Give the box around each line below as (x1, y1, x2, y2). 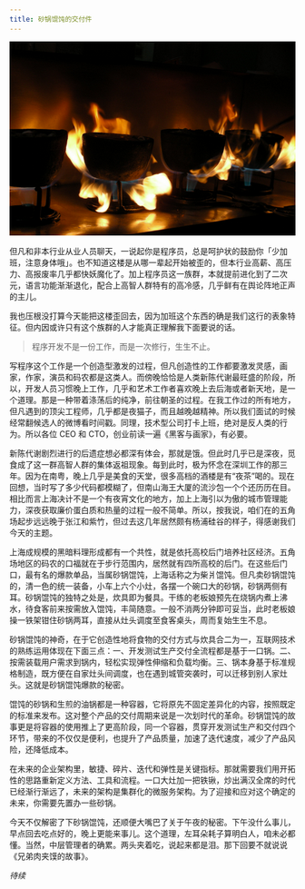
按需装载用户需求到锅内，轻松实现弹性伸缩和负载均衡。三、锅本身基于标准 (9, 657, 288, 667)
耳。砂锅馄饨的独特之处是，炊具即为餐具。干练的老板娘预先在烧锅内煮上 (9, 592, 280, 603)
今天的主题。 (9, 528, 57, 538)
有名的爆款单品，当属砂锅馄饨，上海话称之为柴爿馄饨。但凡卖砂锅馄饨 (33, 569, 296, 580)
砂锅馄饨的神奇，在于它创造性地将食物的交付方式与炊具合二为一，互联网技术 (9, 634, 296, 645)
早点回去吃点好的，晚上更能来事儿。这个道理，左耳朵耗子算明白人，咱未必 (9, 828, 288, 839)
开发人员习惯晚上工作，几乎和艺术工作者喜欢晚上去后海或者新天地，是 (25, 383, 288, 394)
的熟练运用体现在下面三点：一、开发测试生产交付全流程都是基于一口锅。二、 (9, 646, 296, 657)
